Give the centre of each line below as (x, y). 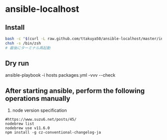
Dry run (17, 64)
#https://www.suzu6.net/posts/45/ (41, 120)
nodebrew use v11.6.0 (28, 128)
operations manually (38, 98)
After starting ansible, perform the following (75, 91)
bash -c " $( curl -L (25, 39)
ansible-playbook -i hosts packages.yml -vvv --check (60, 75)
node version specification (40, 110)
